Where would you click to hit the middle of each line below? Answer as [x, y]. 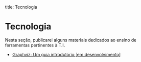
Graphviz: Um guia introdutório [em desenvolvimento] [66, 54]
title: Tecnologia [21, 7]
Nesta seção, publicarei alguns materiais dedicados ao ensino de [71, 40]
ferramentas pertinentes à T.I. [35, 45]
